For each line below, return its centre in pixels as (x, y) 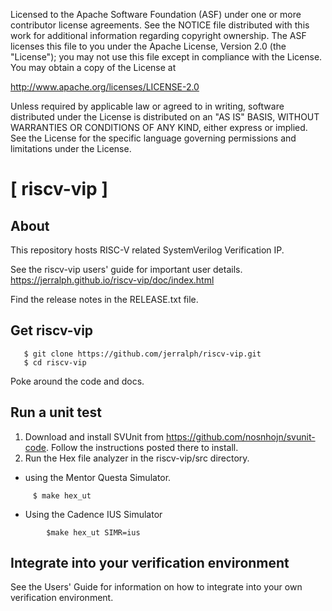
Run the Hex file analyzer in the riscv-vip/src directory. (137, 458)
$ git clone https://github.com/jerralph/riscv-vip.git (142, 354)
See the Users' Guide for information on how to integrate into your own (156, 587)
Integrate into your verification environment (150, 563)
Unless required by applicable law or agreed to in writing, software (147, 106)
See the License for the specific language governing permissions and (153, 138)
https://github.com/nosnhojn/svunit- (241, 436)
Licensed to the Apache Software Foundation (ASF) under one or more (156, 14)
